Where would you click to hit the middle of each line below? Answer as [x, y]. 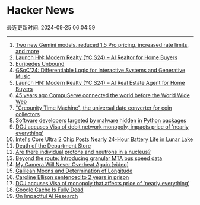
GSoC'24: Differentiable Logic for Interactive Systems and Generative [100, 70]
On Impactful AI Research [47, 196]
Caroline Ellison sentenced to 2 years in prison [72, 177]
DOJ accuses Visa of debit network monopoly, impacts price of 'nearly [102, 126]
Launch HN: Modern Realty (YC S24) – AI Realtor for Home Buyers [96, 57]
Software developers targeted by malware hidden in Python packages [101, 120]
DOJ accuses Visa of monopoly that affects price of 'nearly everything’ [102, 183]
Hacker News [41, 10]
